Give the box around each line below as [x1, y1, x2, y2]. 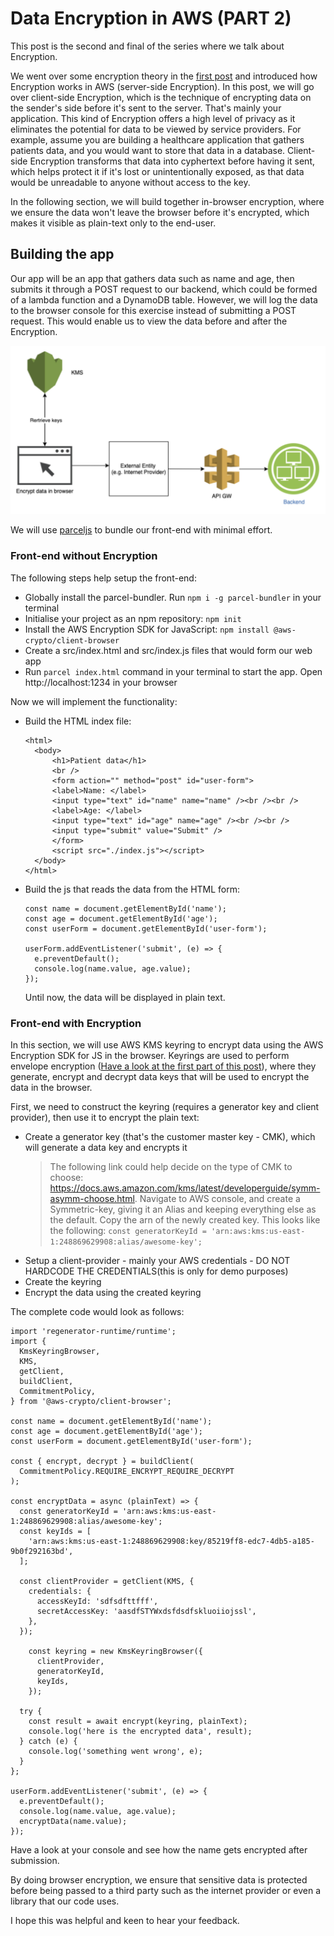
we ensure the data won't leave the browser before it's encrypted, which [10, 206, 310, 218]
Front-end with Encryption [10, 1016, 142, 1030]
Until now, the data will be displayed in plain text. [24, 991, 226, 1003]
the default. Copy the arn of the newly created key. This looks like [49, 1214, 321, 1226]
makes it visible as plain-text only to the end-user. [10, 217, 217, 229]
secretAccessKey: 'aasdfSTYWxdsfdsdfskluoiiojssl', [36, 1607, 257, 1617]
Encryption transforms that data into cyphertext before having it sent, [29, 155, 316, 167]
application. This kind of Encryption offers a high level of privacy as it [10, 112, 296, 124]
